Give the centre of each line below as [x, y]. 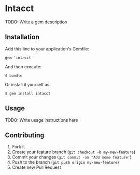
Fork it [18, 147]
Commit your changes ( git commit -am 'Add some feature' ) [72, 157]
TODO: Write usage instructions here [42, 120]
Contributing [25, 135]
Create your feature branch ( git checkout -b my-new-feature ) [74, 152]
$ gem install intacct [28, 93]
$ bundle [14, 76]
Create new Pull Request [36, 167]
